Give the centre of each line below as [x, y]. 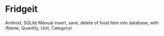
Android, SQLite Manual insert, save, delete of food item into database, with [82, 23]
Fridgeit [21, 9]
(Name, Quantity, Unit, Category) [39, 28]
